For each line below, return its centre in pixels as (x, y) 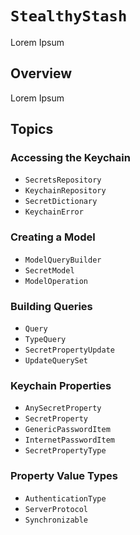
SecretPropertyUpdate (69, 350)
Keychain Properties (61, 385)
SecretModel (49, 270)
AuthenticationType (65, 498)
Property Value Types (64, 476)
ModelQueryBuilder (63, 260)
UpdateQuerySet (56, 361)
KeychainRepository (65, 191)
